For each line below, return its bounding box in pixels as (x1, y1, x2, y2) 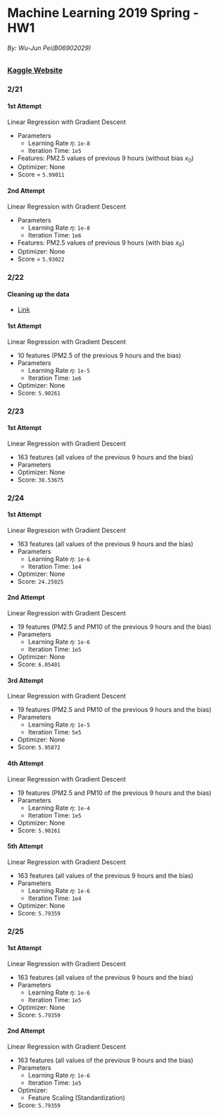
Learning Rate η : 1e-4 (27, 803, 90, 812)
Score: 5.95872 (17, 743, 61, 751)
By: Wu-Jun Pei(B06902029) (7, 44, 91, 52)
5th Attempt (7, 842, 44, 851)
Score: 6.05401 (17, 660, 61, 669)
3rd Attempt (7, 676, 44, 684)
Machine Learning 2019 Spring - (7, 5, 199, 21)
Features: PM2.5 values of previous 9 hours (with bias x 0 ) (17, 238, 185, 248)
